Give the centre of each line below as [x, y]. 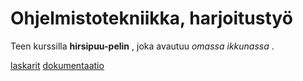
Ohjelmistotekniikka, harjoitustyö [151, 18]
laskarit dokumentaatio [57, 65]
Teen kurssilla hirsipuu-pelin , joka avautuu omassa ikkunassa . [142, 46]
